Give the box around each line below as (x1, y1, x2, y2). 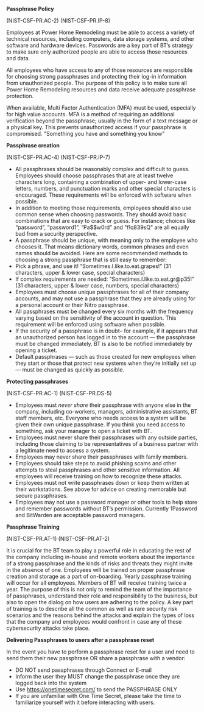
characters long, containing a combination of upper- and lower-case (15, 178, 187, 185)
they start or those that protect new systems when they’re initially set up (15, 359, 197, 367)
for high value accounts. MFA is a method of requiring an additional (6, 111, 175, 118)
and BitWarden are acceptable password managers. (15, 512, 146, 518)
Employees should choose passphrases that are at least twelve (15, 172, 174, 179)
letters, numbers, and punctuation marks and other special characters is (15, 185, 197, 192)
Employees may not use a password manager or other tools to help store (15, 499, 198, 506)
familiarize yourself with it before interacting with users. (15, 699, 155, 706)
